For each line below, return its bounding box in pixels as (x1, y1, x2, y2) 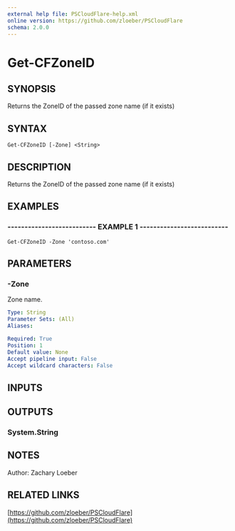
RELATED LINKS (7, 489, 80, 501)
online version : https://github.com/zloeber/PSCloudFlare (7, 17, 183, 24)
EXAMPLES (7, 201, 59, 213)
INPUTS (7, 382, 43, 394)
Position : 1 (7, 342, 43, 349)
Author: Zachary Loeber (7, 468, 78, 477)
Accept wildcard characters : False (7, 362, 113, 369)
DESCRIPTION (7, 161, 71, 173)
